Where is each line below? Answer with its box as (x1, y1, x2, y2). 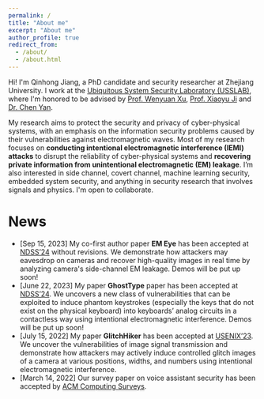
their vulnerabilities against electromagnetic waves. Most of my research (8, 134, 245, 144)
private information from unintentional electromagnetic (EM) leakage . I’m (8, 160, 254, 169)
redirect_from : (8, 41, 58, 49)
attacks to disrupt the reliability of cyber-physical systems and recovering (8, 151, 251, 160)
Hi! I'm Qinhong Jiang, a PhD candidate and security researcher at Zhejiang (8, 77, 255, 87)
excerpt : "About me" (8, 26, 77, 34)
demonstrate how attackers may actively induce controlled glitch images (19, 348, 256, 357)
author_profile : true (8, 33, 80, 42)
